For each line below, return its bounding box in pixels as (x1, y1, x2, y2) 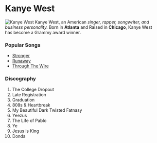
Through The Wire (12, 63, 49, 69)
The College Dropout (12, 86, 54, 92)
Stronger (12, 53, 30, 59)
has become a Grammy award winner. (5, 29, 81, 35)
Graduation (12, 97, 35, 102)
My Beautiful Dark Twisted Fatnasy (12, 107, 83, 113)
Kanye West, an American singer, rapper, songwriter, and (35, 19, 150, 25)
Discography (5, 75, 36, 82)
